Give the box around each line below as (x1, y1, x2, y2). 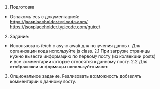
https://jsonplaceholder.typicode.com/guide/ (9, 24, 101, 30)
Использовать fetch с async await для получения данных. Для (9, 43, 141, 48)
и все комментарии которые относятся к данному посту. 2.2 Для (9, 59, 148, 64)
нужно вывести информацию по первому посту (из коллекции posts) (9, 53, 156, 59)
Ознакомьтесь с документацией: (9, 14, 80, 19)
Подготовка (9, 4, 35, 10)
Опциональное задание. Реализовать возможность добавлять (9, 73, 142, 79)
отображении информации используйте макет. (9, 64, 109, 69)
